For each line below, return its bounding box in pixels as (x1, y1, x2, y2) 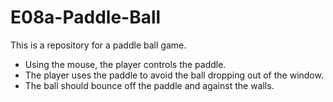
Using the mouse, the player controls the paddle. (24, 58, 227, 70)
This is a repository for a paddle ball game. (10, 39, 187, 51)
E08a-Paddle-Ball (10, 6, 162, 29)
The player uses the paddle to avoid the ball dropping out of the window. (24, 69, 324, 81)
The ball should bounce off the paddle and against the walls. (24, 79, 275, 91)
